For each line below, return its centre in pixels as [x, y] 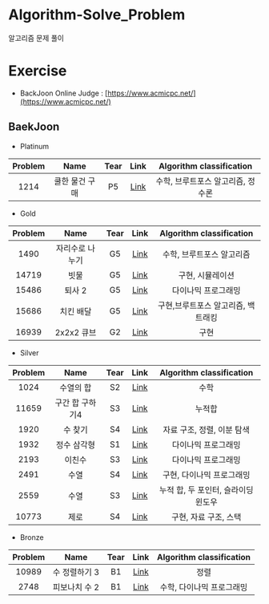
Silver [29, 353]
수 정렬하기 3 [76, 572]
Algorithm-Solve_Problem [97, 15]
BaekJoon [34, 127]
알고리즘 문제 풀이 [36, 38]
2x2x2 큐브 [76, 332]
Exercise [38, 71]
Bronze [32, 537]
